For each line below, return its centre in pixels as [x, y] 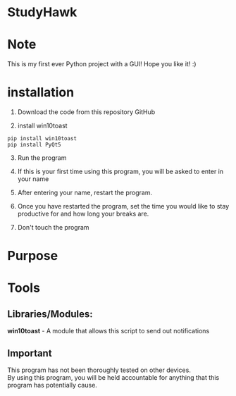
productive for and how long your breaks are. [83, 214]
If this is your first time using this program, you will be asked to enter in [120, 172]
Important [30, 353]
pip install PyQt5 [34, 145]
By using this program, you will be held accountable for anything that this [113, 378]
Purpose [33, 256]
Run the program [42, 158]
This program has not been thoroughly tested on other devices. [99, 370]
